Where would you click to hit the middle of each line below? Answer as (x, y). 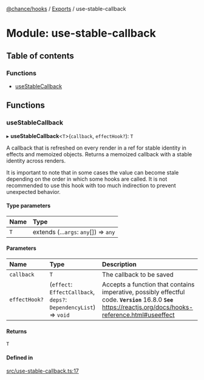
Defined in (20, 358)
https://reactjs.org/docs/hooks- (148, 307)
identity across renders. (36, 161)
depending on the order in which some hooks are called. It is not (87, 179)
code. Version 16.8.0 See (138, 299)
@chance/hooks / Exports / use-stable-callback (66, 9)
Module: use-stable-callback (81, 33)
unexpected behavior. (33, 192)
